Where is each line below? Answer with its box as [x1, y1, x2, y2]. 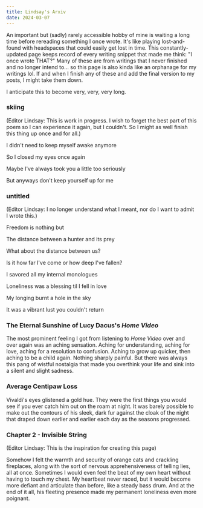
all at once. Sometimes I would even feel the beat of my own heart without [6, 469, 191, 476]
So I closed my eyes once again [6, 153, 86, 161]
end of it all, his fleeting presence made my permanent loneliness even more [6, 488, 197, 495]
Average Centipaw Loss [6, 383, 78, 391]
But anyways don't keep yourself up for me [6, 176, 114, 184]
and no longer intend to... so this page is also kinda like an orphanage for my [6, 63, 197, 70]
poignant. [6, 495, 30, 502]
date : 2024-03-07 [6, 15, 50, 21]
